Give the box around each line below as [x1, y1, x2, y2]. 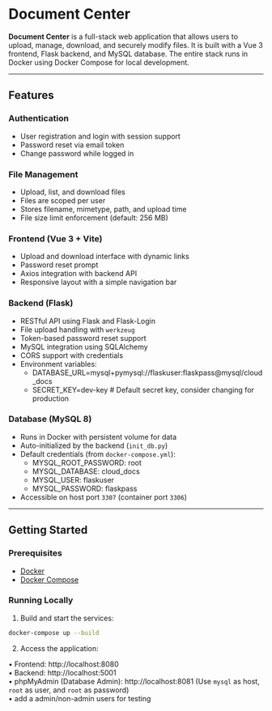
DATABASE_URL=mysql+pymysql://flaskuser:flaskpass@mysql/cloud [32, 368, 263, 377]
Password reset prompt [19, 260, 99, 270]
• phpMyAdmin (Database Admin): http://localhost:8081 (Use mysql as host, [8, 676, 261, 686]
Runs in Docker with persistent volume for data [19, 432, 177, 441]
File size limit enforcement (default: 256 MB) [19, 212, 168, 223]
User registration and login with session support [19, 131, 181, 141]
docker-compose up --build [8, 628, 100, 636]
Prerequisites [8, 547, 62, 559]
